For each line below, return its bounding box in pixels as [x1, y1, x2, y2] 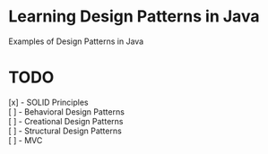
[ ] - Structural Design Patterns [8, 125, 122, 136]
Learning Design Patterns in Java [8, 6, 260, 27]
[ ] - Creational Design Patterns [8, 115, 124, 126]
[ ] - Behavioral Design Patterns [8, 106, 125, 117]
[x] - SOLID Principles [8, 97, 89, 107]
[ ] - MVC [8, 134, 43, 145]
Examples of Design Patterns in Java [8, 36, 144, 47]
